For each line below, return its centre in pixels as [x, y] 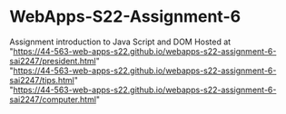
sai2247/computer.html [53, 99]
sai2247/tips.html [42, 80]
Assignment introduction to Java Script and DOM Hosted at [120, 42]
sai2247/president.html [53, 61]
